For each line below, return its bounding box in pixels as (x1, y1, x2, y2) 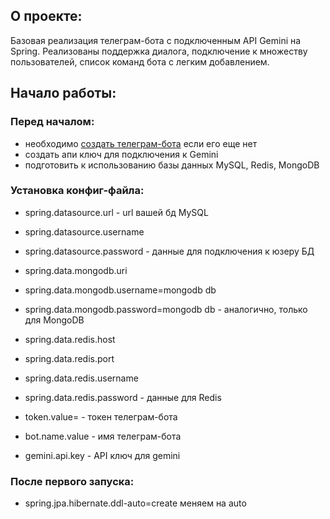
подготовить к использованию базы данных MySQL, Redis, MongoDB (24, 159, 320, 171)
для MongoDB (24, 314, 85, 326)
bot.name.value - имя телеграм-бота (24, 430, 182, 442)
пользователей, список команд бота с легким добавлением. (10, 55, 270, 68)
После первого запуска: (10, 474, 135, 488)
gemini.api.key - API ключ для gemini (24, 449, 181, 461)
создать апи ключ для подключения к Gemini (24, 148, 219, 160)
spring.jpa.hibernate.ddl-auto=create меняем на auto (24, 497, 247, 509)
